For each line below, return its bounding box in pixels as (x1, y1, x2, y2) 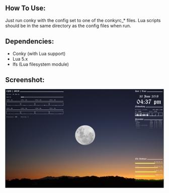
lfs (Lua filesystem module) (12, 61, 69, 67)
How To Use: (5, 4, 46, 13)
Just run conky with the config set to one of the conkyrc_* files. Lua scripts (5, 17, 161, 23)
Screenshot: (5, 76, 45, 84)
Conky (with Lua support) (12, 50, 66, 57)
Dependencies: (5, 37, 54, 46)
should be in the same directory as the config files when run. (5, 23, 131, 29)
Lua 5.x (12, 56, 28, 62)
